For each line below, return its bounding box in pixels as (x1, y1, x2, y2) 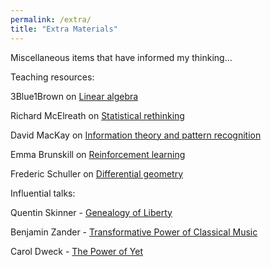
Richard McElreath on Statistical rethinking (10, 109, 185, 121)
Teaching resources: (10, 71, 95, 83)
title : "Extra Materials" (10, 24, 118, 34)
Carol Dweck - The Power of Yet (10, 245, 144, 257)
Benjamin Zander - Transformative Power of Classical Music (10, 226, 258, 238)
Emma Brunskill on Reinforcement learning (10, 148, 186, 160)
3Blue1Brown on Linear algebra (10, 90, 139, 102)
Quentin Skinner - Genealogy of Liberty (10, 206, 173, 218)
